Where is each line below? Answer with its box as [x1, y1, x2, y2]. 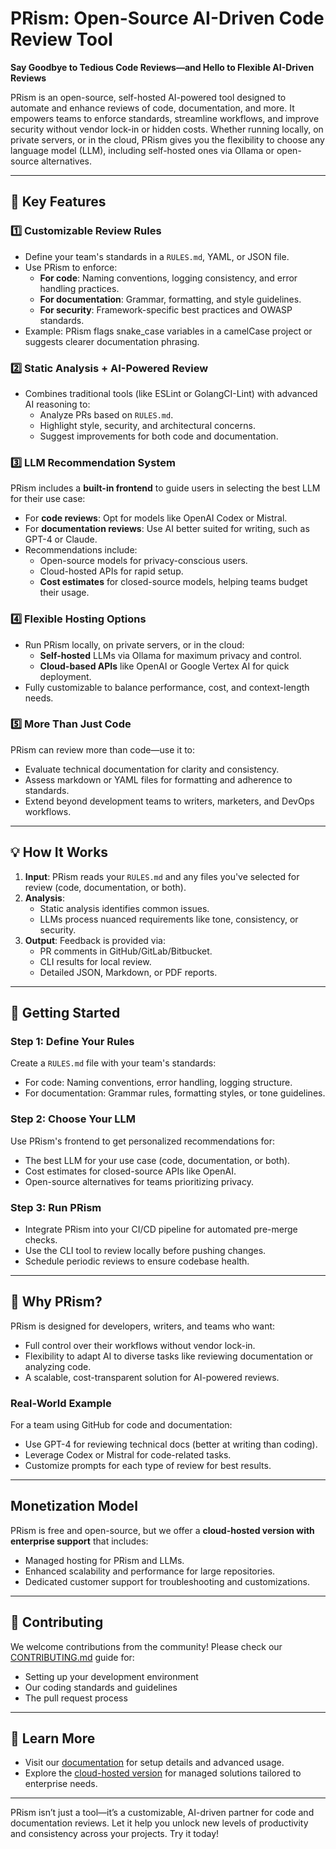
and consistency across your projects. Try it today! [10, 1828, 220, 1840]
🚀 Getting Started [10, 1005, 121, 1022]
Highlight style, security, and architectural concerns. [39, 419, 256, 431]
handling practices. [39, 282, 120, 294]
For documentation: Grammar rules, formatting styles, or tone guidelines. [24, 1087, 326, 1099]
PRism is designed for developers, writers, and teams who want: [10, 1320, 276, 1332]
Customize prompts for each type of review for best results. [24, 1460, 272, 1472]
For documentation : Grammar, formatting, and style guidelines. [39, 293, 302, 305]
